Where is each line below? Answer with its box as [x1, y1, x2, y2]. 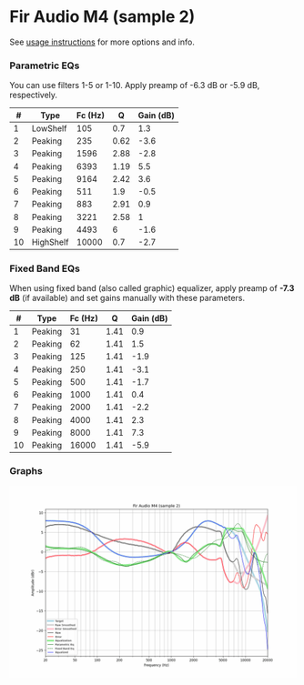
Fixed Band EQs [9, 262, 80, 275]
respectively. [9, 89, 57, 101]
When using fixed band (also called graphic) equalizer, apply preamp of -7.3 [9, 283, 295, 294]
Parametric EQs [9, 59, 80, 72]
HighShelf [31, 237, 69, 247]
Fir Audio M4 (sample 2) [9, 6, 196, 27]
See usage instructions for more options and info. [9, 36, 196, 47]
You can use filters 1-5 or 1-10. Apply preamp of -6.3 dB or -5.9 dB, [9, 80, 260, 91]
